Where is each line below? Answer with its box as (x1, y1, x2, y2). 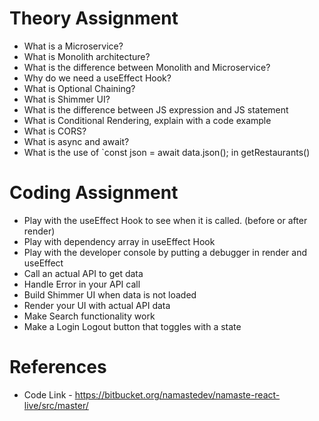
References (9, 356, 107, 379)
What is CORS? (23, 125, 87, 137)
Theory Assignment (9, 7, 179, 30)
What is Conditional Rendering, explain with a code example (23, 114, 272, 126)
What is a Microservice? (23, 40, 124, 52)
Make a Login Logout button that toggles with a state (23, 320, 242, 332)
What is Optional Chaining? (23, 82, 136, 94)
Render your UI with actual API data (23, 299, 171, 311)
